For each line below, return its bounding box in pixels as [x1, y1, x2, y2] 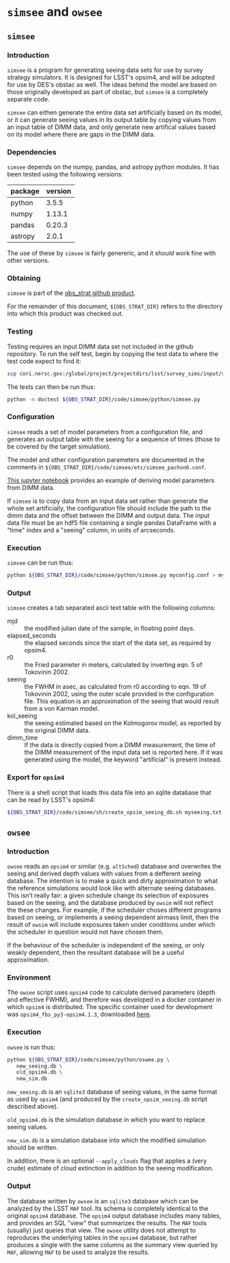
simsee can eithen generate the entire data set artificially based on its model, [7, 108, 223, 117]
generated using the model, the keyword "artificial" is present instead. [24, 755, 222, 764]
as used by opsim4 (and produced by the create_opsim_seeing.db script [7, 1095, 207, 1103]
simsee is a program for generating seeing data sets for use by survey [7, 66, 203, 74]
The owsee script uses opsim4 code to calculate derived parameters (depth [7, 989, 216, 997]
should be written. [7, 1144, 58, 1152]
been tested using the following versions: [7, 170, 123, 178]
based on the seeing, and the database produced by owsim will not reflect [7, 899, 214, 907]
